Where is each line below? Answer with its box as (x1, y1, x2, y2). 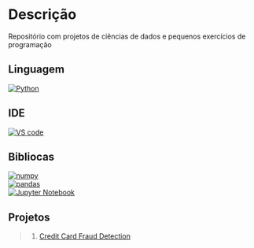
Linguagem (8, 63, 65, 76)
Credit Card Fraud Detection (39, 231, 131, 241)
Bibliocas (8, 150, 55, 163)
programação (8, 39, 53, 49)
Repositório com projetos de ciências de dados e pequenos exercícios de (8, 31, 246, 41)
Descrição (8, 6, 77, 24)
